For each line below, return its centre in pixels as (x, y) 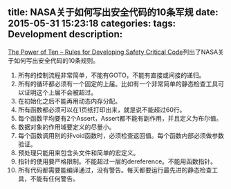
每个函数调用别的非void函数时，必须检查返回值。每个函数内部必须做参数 (121, 135)
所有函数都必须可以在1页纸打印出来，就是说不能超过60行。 (102, 110)
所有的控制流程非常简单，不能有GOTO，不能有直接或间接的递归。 (111, 75)
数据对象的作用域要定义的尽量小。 (66, 127)
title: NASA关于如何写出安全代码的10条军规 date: (113, 12)
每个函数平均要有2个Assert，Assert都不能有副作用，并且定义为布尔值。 (120, 118)
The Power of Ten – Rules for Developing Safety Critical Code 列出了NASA (113, 52)
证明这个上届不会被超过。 (61, 92)
